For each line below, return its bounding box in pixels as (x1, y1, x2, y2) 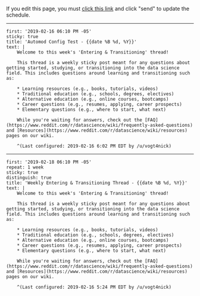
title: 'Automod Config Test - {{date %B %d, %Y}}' (6, 39, 137, 45)
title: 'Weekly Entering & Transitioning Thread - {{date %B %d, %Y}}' (6, 180, 187, 186)
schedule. (6, 11, 31, 18)
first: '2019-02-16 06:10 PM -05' (6, 29, 92, 35)
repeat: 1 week (6, 164, 44, 170)
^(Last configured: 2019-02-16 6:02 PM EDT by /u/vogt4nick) (17, 143, 171, 149)
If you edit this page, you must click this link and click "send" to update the (6, 5, 189, 12)
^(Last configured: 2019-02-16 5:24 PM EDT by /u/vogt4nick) (17, 284, 171, 290)
